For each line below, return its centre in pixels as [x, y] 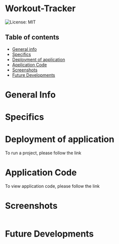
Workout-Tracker [41, 9]
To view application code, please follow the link [52, 186]
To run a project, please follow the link [43, 153]
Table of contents [32, 37]
